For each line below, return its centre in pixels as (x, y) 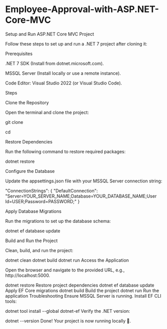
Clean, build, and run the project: (39, 250)
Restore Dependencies (29, 142)
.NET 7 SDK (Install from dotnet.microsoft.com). (55, 63)
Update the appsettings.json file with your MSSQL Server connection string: (84, 181)
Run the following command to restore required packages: (65, 151)
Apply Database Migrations (33, 211)
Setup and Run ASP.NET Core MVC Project (50, 34)
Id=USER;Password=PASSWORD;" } (43, 201)
